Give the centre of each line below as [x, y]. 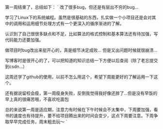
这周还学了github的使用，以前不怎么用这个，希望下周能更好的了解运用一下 [79, 77]
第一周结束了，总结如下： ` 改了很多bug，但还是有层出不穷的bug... [72, 7]
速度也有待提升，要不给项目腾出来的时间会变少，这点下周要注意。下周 [83, 116]
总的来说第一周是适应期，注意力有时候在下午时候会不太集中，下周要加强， [79, 110]
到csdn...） [16, 66]
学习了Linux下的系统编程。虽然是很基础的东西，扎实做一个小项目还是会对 [78, 17]
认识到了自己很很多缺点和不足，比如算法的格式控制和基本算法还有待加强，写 [81, 34]
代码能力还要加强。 [24, 40]
